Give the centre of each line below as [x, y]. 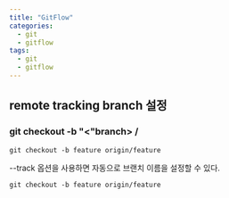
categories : [31, 26]
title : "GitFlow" [41, 17]
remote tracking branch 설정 [88, 106]
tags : [19, 51]
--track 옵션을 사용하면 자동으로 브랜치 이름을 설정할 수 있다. [115, 168]
